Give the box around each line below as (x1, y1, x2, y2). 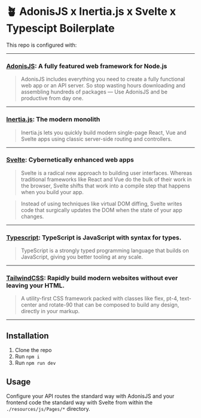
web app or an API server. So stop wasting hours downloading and (20, 82, 185, 89)
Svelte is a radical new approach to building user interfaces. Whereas (20, 169, 193, 177)
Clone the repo (14, 347, 52, 354)
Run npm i (14, 353, 40, 360)
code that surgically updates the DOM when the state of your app (20, 206, 182, 213)
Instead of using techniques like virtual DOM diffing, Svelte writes (20, 200, 182, 207)
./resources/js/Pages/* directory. (6, 405, 91, 413)
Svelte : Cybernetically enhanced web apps (6, 156, 135, 164)
